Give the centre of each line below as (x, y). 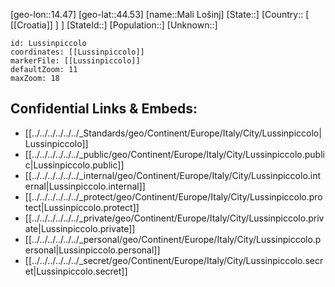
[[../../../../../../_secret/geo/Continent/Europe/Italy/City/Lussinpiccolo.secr (174, 260)
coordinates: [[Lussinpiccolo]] (77, 52)
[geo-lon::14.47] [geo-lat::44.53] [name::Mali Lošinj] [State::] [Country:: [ (160, 14)
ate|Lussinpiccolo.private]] (80, 228)
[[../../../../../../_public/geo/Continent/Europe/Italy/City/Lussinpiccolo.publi (174, 154)
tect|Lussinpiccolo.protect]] (82, 207)
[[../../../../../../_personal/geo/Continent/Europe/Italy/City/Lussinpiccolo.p (173, 239)
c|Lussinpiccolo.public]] (74, 165)
